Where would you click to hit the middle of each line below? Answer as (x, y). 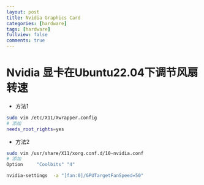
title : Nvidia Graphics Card (43, 18)
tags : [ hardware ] (28, 29)
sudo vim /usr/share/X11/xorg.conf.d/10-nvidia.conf (75, 153)
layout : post (23, 12)
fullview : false (27, 35)
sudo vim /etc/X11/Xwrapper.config (52, 118)
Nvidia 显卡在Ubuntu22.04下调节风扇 (102, 73)
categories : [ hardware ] (37, 23)
